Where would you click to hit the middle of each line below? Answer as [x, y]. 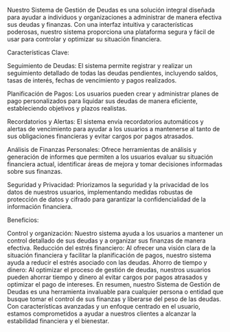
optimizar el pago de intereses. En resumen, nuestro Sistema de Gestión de [114, 284]
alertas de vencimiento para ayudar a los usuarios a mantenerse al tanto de [114, 129]
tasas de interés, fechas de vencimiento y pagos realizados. [92, 80]
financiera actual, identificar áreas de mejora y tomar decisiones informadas [115, 164]
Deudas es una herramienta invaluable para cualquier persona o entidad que [115, 292]
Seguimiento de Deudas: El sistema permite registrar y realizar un [100, 66]
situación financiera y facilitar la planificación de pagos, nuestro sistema [109, 255]
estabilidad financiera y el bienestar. [58, 321]
